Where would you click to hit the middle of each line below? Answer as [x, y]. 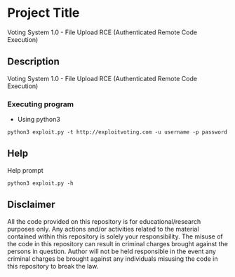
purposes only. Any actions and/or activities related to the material [103, 229]
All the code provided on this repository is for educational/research [104, 221]
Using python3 [39, 120]
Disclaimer [31, 205]
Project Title [43, 13]
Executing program [41, 104]
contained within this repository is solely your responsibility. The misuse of [115, 236]
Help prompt [25, 170]
